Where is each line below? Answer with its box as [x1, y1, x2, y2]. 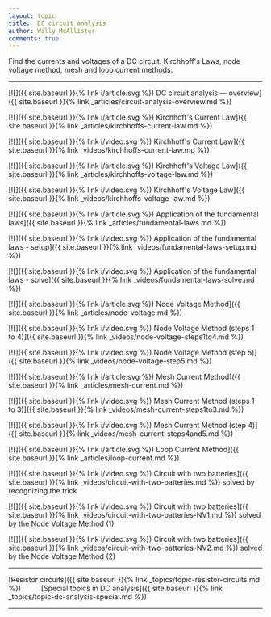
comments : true [8, 34, 60, 43]
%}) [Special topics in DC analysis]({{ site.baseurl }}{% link [8, 583, 223, 594]
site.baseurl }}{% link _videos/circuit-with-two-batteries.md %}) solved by [8, 477, 256, 487]
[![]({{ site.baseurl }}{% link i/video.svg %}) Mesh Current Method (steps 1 [8, 397, 256, 406]
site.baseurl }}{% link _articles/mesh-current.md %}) [8, 380, 184, 390]
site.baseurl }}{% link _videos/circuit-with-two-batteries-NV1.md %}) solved [8, 510, 261, 520]
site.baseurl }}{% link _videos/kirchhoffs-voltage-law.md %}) [8, 194, 211, 204]
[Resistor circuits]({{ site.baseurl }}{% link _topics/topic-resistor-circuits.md [8, 575, 261, 585]
